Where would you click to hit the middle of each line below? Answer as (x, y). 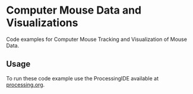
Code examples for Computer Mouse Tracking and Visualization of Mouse (96, 39)
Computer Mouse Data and (74, 10)
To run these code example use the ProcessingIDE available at (83, 78)
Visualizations (42, 23)
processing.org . (26, 85)
